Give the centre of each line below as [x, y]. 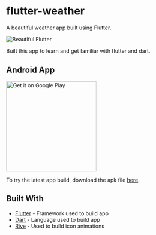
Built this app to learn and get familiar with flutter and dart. [78, 51]
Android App [31, 70]
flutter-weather [46, 11]
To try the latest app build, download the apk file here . [73, 180]
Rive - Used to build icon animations [60, 226]
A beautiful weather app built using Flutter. [59, 28]
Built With [25, 199]
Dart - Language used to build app [57, 219]
